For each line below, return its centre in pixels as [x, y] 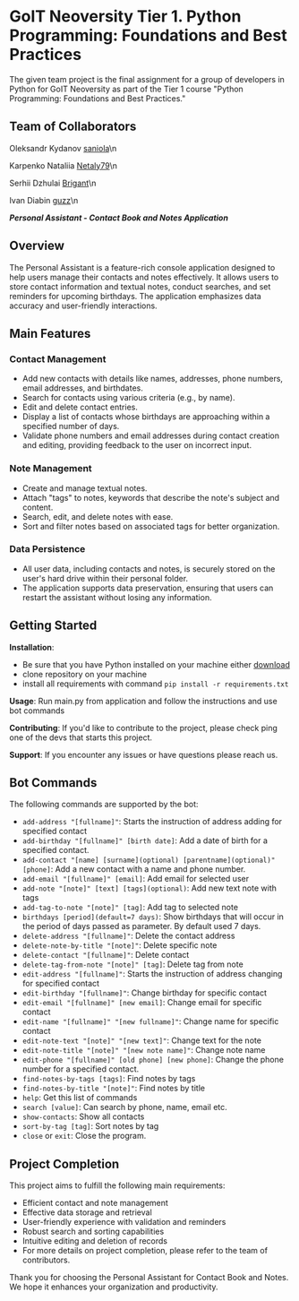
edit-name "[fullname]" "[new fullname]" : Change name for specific [150, 1021]
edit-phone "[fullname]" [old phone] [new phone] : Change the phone [153, 1060]
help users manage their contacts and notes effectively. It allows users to [144, 277]
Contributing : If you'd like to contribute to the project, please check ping [143, 728]
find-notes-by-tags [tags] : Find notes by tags [109, 1079]
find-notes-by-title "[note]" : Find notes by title [114, 1088]
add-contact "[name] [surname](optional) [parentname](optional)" [149, 861]
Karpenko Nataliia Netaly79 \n [64, 165]
